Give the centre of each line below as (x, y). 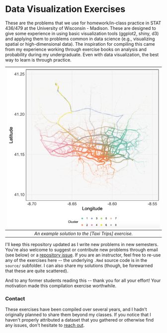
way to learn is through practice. (38, 60)
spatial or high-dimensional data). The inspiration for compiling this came (80, 44)
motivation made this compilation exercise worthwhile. (61, 286)
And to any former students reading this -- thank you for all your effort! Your (83, 281)
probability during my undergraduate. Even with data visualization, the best (82, 54)
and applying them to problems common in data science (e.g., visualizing (80, 39)
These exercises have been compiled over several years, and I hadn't (76, 310)
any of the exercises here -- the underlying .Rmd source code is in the (76, 260)
